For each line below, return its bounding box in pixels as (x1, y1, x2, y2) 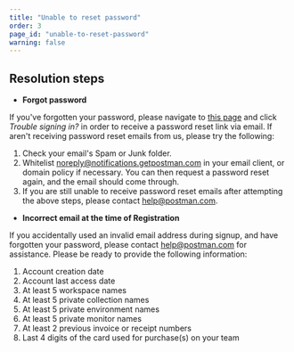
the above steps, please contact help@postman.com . (21, 195, 218, 206)
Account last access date (21, 275, 116, 286)
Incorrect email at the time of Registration (21, 213, 180, 224)
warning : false (9, 37, 66, 47)
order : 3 (9, 21, 42, 30)
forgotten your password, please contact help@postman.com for (9, 240, 248, 250)
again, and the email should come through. (21, 176, 180, 187)
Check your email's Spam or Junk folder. (21, 148, 172, 159)
